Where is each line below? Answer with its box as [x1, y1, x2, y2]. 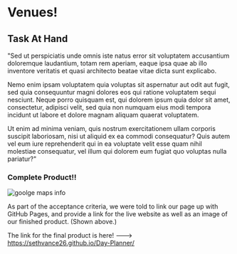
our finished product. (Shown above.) [7, 218, 117, 226]
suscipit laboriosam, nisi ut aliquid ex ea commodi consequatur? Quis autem [7, 132, 230, 140]
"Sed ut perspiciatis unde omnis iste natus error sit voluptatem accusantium [7, 51, 230, 60]
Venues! [7, 4, 58, 21]
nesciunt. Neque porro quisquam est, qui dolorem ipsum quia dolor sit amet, [7, 95, 231, 104]
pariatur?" [7, 154, 37, 163]
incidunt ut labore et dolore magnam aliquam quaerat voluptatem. [7, 111, 199, 119]
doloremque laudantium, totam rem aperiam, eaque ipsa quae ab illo [7, 59, 208, 68]
